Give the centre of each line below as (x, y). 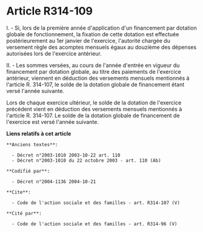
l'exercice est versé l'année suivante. (52, 121)
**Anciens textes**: (32, 144)
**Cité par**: (24, 213)
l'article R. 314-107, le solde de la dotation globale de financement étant (95, 84)
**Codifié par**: (28, 171)
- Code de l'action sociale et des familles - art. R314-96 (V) (95, 224)
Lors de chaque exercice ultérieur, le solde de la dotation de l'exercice (94, 102)
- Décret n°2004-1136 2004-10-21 (54, 182)
